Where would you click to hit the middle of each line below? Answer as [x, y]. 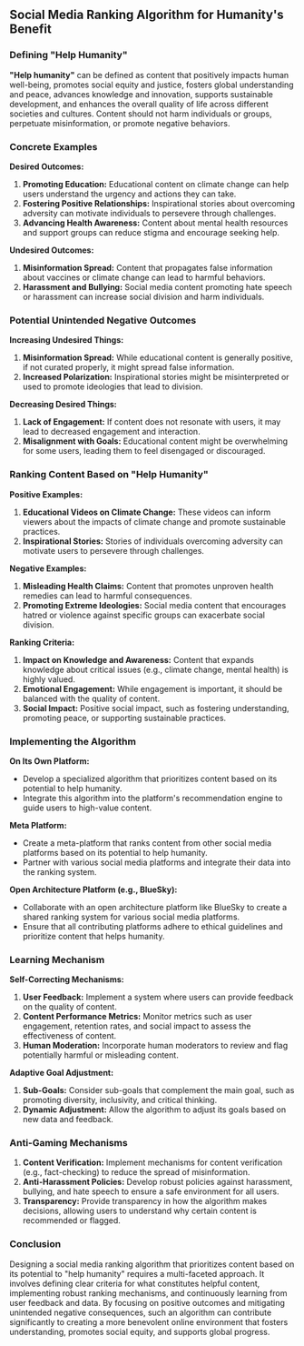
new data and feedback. [68, 1120]
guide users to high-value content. [87, 808]
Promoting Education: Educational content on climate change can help [156, 184]
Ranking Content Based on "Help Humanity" [109, 475]
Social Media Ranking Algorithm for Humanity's [147, 15]
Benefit [30, 30]
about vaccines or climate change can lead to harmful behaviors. [144, 277]
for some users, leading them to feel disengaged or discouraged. [144, 451]
